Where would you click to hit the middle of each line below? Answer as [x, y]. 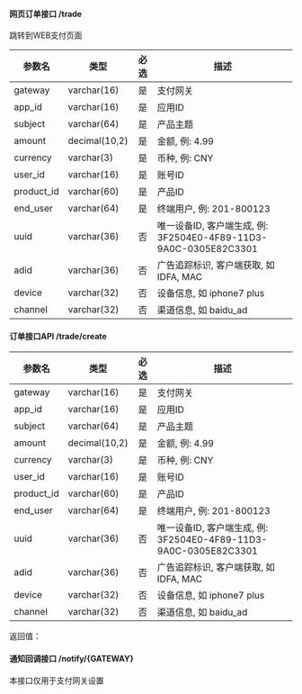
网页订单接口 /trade [46, 14]
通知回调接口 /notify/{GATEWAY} [71, 658]
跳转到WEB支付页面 [46, 35]
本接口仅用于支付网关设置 [57, 680]
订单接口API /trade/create [58, 336]
